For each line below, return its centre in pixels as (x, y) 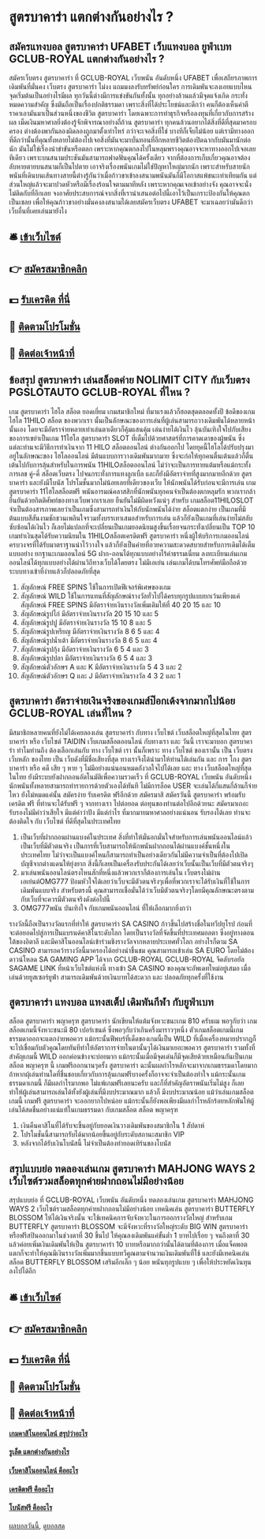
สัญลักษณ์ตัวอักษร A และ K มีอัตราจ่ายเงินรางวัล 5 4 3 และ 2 (101, 667)
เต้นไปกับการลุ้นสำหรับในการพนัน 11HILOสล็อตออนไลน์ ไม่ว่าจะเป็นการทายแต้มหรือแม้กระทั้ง (130, 465)
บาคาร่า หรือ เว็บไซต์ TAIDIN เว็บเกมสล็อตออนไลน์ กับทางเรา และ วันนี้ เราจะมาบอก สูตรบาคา (131, 741)
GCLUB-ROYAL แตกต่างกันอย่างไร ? (87, 59)
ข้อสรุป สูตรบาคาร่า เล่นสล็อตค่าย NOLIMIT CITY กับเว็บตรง (130, 380)
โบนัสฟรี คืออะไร (31, 1507)
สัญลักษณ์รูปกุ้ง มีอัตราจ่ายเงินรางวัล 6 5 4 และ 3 (84, 649)
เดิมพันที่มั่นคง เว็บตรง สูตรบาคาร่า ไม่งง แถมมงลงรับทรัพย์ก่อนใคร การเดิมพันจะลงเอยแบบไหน (131, 86)
